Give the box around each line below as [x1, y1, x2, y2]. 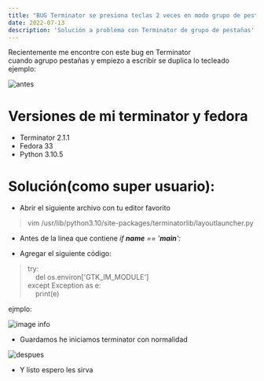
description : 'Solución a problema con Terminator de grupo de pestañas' [8, 26, 255, 34]
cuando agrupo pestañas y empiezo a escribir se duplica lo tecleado [8, 56, 230, 65]
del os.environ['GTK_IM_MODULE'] [35, 273, 149, 282]
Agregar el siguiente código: [19, 249, 112, 258]
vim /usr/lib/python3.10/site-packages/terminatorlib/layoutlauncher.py [27, 218, 254, 228]
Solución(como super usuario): [8, 178, 215, 195]
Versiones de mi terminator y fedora [8, 107, 248, 125]
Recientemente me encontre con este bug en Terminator [8, 48, 191, 57]
